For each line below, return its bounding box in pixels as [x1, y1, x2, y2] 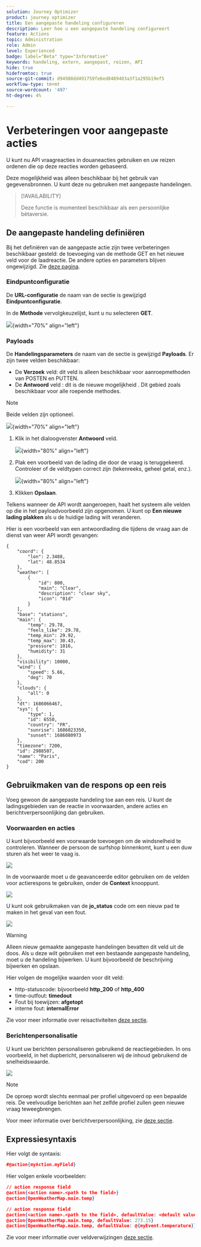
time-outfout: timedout [14, 992, 72, 1000]
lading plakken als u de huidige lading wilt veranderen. [6, 514, 142, 521]
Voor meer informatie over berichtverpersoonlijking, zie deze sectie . [6, 1117, 174, 1124]
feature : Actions [6, 31, 50, 37]
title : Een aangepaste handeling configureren [6, 20, 124, 26]
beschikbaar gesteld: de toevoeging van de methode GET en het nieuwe [6, 250, 184, 257]
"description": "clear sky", [38, 591, 111, 597]
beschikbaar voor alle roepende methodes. [14, 388, 121, 395]
